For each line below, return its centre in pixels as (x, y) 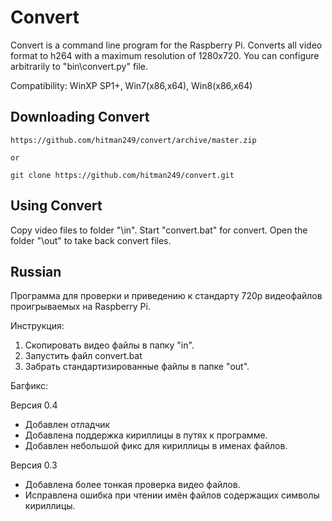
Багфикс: (29, 386)
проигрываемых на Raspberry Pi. (80, 307)
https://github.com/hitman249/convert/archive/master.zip (133, 140)
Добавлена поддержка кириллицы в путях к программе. (146, 435)
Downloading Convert (80, 117)
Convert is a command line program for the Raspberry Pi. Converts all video (166, 45)
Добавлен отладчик (67, 425)
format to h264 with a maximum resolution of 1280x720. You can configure (165, 55)
